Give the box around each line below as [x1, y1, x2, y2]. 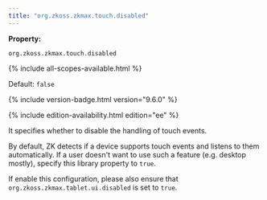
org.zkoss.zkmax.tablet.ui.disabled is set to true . [8, 182, 178, 192]
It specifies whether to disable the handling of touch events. [8, 125, 207, 135]
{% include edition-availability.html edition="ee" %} [8, 110, 179, 120]
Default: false [8, 79, 55, 88]
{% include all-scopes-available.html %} [8, 63, 142, 73]
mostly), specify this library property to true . [8, 158, 157, 168]
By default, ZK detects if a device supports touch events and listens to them [8, 141, 260, 151]
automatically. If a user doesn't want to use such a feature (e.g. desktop [8, 149, 247, 159]
